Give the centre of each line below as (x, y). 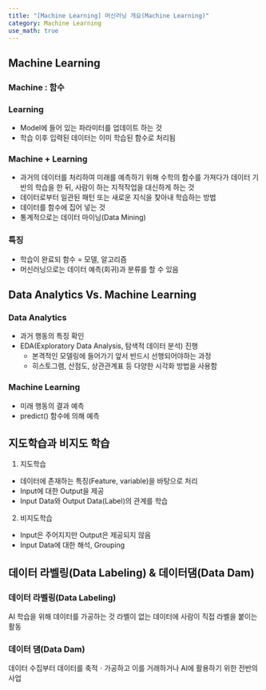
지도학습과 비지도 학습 (59, 443)
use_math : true (34, 30)
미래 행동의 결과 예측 (52, 406)
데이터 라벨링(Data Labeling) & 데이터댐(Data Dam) (131, 573)
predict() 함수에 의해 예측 (60, 415)
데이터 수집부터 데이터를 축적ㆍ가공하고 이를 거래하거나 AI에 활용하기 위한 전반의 (133, 668)
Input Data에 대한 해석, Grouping (72, 545)
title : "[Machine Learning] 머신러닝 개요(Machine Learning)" (109, 16)
